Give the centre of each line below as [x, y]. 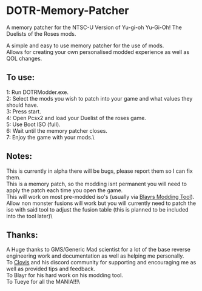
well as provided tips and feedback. [51, 269]
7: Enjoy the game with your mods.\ [51, 137]
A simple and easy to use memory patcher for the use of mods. [85, 45]
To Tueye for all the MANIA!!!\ [43, 282]
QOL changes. [24, 58]
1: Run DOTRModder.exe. [37, 92]
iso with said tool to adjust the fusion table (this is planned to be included [98, 209]
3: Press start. [24, 111]
